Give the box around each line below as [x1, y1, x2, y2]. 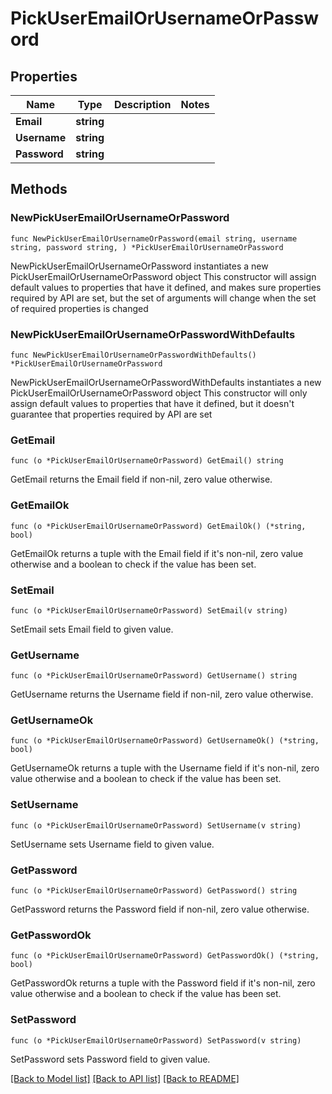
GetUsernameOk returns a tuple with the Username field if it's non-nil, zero [10, 762, 320, 774]
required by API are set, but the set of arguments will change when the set [10, 292, 317, 304]
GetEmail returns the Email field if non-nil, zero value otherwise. [10, 473, 273, 486]
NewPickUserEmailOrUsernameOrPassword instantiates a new [10, 260, 269, 272]
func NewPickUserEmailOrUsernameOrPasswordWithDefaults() [10, 350, 257, 360]
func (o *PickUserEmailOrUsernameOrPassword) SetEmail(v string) [10, 605, 288, 616]
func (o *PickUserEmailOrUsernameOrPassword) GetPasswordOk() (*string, [10, 951, 320, 961]
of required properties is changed [10, 302, 149, 314]
